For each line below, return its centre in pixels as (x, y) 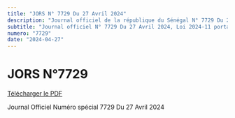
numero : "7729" (29, 33)
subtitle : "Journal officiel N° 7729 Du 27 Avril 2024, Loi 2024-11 (109, 27)
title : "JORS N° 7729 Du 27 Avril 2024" (67, 14)
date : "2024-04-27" (36, 40)
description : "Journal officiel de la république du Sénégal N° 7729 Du (115, 20)
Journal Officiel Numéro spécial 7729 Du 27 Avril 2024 (86, 107)
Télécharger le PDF (35, 94)
